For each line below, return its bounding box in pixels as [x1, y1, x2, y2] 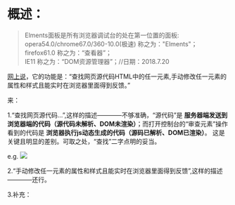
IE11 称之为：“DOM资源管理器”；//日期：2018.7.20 [24, 57, 170, 65]
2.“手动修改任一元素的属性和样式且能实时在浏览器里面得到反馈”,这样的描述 [7, 166, 223, 175]
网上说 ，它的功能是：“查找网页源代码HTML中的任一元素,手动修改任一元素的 [7, 72, 227, 81]
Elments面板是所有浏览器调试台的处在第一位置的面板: [24, 31, 179, 39]
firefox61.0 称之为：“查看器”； [24, 48, 113, 57]
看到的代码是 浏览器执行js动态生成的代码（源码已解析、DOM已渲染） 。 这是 [7, 128, 225, 137]
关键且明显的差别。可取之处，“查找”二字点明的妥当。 [7, 137, 161, 145]
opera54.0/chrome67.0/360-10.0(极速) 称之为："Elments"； [24, 39, 198, 48]
